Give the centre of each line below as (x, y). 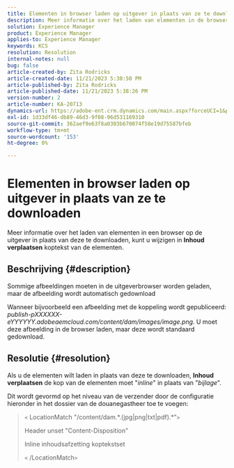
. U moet (205, 322)
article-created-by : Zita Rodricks (59, 72)
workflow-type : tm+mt (39, 130)
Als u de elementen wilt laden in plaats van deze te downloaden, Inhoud (110, 375)
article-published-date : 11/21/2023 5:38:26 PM (78, 91)
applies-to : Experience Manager (54, 40)
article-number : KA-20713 (45, 104)
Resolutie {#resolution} (59, 358)
